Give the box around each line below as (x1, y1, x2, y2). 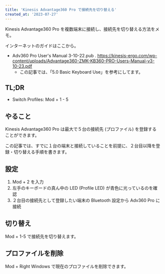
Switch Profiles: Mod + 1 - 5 (12, 97, 69, 103)
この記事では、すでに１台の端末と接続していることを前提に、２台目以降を (5, 143, 156, 149)
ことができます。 (5, 132, 39, 138)
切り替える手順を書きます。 (13, 149, 70, 155)
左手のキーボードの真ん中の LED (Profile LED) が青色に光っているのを (12, 185, 154, 191)
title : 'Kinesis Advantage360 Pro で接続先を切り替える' (5, 7, 117, 12)
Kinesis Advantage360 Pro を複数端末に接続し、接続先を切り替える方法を (5, 26, 156, 32)
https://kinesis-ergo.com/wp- (97, 52, 158, 58)
